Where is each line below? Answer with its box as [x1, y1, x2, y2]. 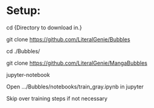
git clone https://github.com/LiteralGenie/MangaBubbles [6, 59, 148, 67]
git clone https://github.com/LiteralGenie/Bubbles [6, 35, 131, 43]
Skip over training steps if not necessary [6, 95, 108, 102]
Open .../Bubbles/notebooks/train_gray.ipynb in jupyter [6, 83, 144, 90]
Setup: [6, 4, 41, 18]
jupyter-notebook [6, 71, 51, 78]
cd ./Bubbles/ [6, 47, 41, 55]
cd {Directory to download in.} [6, 24, 82, 31]
